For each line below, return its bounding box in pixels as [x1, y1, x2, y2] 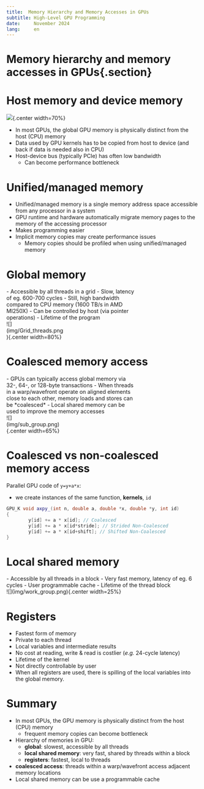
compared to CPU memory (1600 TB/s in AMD [6, 301, 123, 308]
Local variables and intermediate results [15, 643, 116, 650]
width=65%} [28, 427, 60, 435]
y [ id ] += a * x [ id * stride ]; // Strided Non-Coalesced [28, 523, 168, 529]
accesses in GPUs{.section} [6, 66, 153, 80]
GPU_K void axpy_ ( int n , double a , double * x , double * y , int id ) [6, 506, 179, 512]
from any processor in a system [15, 207, 96, 214]
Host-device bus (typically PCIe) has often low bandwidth [15, 153, 161, 160]
